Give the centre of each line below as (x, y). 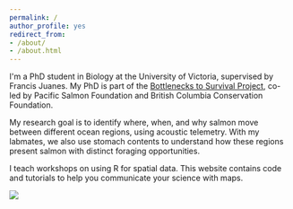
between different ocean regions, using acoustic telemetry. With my (134, 132)
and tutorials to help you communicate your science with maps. (126, 178)
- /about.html (36, 51)
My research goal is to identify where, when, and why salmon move (134, 123)
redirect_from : (38, 34)
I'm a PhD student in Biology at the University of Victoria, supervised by (142, 76)
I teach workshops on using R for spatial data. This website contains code (146, 169)
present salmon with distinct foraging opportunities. (104, 151)
